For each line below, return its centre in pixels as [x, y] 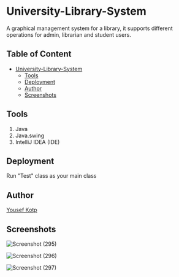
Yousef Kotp [22, 210]
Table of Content [39, 54]
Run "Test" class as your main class [51, 176]
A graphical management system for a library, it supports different [89, 28]
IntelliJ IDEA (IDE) [37, 142]
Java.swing [30, 135]
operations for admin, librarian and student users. [69, 34]
